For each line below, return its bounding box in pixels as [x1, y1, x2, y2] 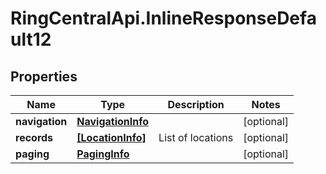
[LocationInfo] [76, 131, 147, 144]
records [15, 131, 54, 144]
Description [167, 98, 225, 111]
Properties [10, 68, 78, 85]
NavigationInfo [76, 115, 150, 128]
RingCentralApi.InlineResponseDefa [10, 7, 317, 30]
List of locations [158, 131, 234, 144]
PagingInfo [76, 147, 130, 161]
